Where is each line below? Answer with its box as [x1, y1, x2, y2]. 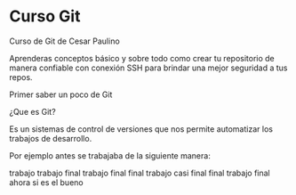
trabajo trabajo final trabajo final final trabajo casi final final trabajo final [9, 167, 270, 178]
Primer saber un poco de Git [9, 89, 113, 100]
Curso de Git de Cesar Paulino [9, 36, 120, 46]
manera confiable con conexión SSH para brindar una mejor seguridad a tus [9, 62, 288, 73]
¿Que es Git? [9, 106, 56, 117]
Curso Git [9, 6, 81, 27]
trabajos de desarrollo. [9, 133, 92, 143]
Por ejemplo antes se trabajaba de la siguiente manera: [9, 150, 211, 161]
